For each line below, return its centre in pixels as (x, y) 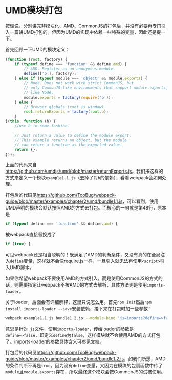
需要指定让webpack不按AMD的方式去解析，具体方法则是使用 (83, 285)
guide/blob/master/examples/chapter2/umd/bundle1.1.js (64, 201)
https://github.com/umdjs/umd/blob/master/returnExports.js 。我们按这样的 (84, 171)
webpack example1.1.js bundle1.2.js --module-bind (60, 318)
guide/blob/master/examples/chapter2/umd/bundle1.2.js (65, 359)
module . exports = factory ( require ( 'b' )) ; (69, 97)
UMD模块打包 (34, 11)
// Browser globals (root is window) (64, 107)
